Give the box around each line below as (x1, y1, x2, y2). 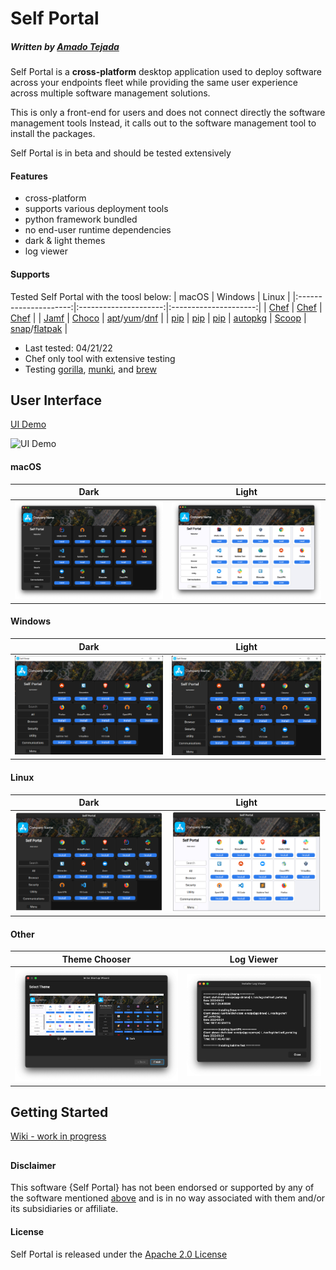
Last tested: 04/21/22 (24, 342, 113, 354)
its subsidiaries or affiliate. (10, 1203, 119, 1215)
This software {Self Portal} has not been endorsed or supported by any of (10, 1182, 315, 1194)
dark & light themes (24, 235, 106, 247)
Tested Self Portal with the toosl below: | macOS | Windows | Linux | (10, 290, 291, 302)
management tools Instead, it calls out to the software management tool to (10, 117, 317, 129)
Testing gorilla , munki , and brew (24, 363, 157, 375)
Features (10, 170, 48, 182)
